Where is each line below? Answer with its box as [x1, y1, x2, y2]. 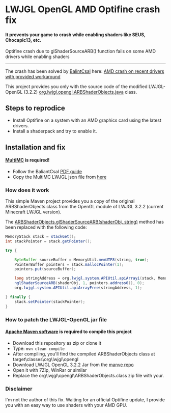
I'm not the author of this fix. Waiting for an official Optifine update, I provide [5, 397, 165, 403]
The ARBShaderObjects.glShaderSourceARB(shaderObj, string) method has [5, 219, 164, 225]
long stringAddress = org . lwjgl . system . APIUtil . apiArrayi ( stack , [14, 276, 156, 281]
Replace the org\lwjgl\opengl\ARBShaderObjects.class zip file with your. [12, 372, 164, 378]
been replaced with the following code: [5, 224, 88, 230]
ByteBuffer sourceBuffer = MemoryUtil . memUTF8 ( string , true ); [14, 257, 149, 262]
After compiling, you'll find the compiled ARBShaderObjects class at [12, 350, 155, 357]
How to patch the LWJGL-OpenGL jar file [5, 316, 107, 323]
